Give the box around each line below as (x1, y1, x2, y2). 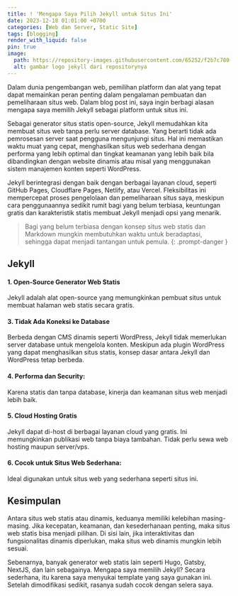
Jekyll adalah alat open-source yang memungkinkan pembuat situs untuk (7, 293, 222, 302)
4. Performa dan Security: (7, 372, 86, 381)
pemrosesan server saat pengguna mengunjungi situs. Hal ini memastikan (7, 134, 223, 143)
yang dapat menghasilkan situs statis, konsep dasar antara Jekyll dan (7, 348, 210, 357)
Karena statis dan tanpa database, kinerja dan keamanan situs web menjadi (7, 388, 228, 396)
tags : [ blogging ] (7, 30, 59, 38)
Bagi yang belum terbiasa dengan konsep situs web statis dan (24, 222, 206, 231)
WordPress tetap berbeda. (7, 356, 84, 364)
